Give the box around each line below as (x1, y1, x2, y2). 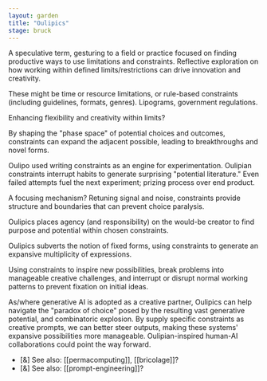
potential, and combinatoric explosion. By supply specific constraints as (8, 314, 245, 324)
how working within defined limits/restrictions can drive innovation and (8, 65, 241, 75)
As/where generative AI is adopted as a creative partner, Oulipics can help (8, 297, 253, 307)
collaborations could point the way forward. (8, 340, 151, 349)
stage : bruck (8, 26, 52, 34)
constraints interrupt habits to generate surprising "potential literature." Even (8, 169, 260, 179)
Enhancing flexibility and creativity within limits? (8, 113, 166, 123)
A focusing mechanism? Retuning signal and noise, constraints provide (8, 193, 241, 203)
